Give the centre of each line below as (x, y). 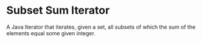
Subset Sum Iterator (58, 10)
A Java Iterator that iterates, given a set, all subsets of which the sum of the (101, 27)
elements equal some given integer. (51, 33)
